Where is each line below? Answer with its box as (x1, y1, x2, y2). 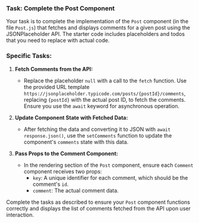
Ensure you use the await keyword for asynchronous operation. (23, 102, 180, 109)
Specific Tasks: (6, 52, 52, 60)
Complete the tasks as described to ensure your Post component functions (6, 198, 191, 206)
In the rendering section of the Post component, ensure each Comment (23, 161, 194, 169)
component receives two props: (23, 167, 102, 175)
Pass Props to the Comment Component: (14, 149, 118, 157)
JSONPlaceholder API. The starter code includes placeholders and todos (6, 30, 185, 38)
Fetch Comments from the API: (14, 65, 94, 72)
